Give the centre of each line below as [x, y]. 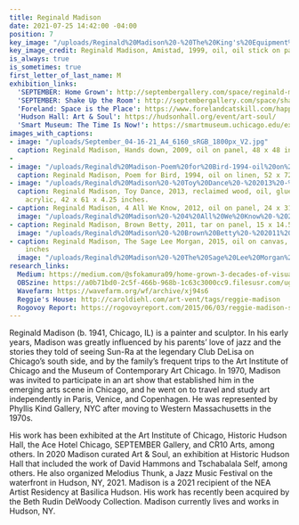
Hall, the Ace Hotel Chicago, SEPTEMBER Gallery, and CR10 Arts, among [142, 445]
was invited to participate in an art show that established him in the [132, 381]
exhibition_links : [43, 84]
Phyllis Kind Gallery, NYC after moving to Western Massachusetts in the [140, 409]
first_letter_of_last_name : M [65, 76]
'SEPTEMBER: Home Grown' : [65, 92]
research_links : [39, 267]
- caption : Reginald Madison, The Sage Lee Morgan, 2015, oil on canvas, [149, 242]
